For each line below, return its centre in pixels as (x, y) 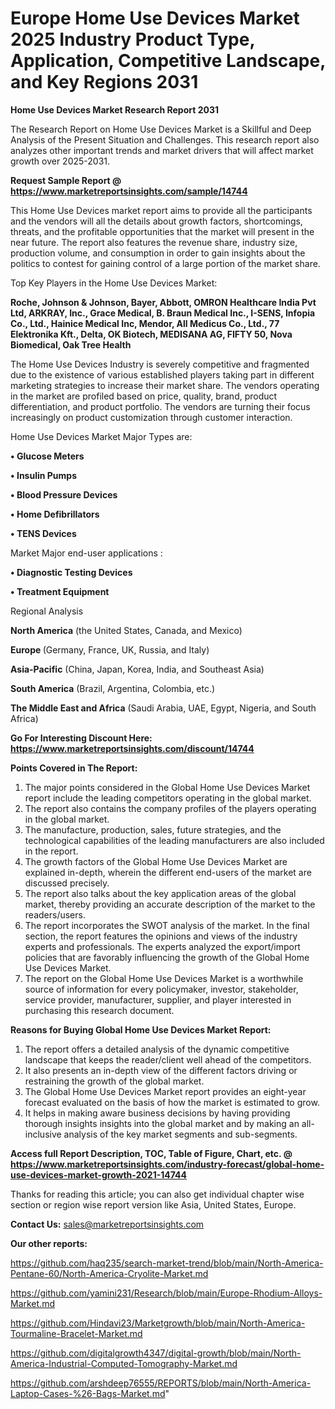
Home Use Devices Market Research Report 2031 (114, 109)
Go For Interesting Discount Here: (81, 738)
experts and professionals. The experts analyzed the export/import (162, 946)
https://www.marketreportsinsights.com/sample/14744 (129, 191)
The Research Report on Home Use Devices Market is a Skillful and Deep (161, 129)
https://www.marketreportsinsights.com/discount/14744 (132, 748)
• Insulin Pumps (44, 475)
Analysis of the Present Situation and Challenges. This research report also (165, 139)
